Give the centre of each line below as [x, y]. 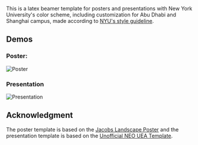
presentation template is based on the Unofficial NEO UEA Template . [90, 136]
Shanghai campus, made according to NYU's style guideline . [80, 21]
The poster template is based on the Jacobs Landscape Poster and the [92, 129]
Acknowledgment [40, 115]
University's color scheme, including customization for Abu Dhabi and [91, 15]
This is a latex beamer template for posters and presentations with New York [99, 9]
